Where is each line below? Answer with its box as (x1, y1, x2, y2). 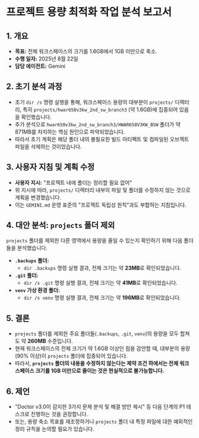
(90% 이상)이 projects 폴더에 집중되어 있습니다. (14, 353, 128, 360)
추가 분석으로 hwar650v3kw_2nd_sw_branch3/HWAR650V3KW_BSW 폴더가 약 (14, 120, 181, 128)
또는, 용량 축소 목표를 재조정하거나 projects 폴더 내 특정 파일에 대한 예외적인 (14, 418, 193, 425)
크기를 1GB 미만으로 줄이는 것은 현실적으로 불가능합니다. (35, 367, 165, 374)
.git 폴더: (14, 272, 39, 279)
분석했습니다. (17, 245, 48, 252)
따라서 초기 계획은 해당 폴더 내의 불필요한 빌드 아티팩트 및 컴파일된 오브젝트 (14, 135, 189, 142)
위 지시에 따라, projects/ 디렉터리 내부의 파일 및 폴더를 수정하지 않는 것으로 (14, 186, 191, 193)
